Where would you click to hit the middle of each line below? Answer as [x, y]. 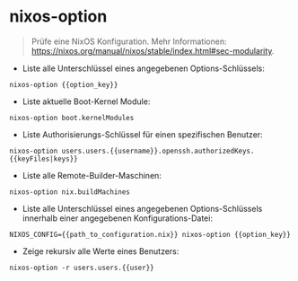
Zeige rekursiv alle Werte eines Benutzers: [101, 251]
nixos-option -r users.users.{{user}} [82, 268]
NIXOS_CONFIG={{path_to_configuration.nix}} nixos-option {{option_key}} [150, 234]
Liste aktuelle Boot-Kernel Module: [86, 101]
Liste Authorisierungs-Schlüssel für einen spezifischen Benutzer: [142, 134]
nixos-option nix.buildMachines [70, 192]
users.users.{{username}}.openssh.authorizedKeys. [158, 151]
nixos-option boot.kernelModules [72, 118]
